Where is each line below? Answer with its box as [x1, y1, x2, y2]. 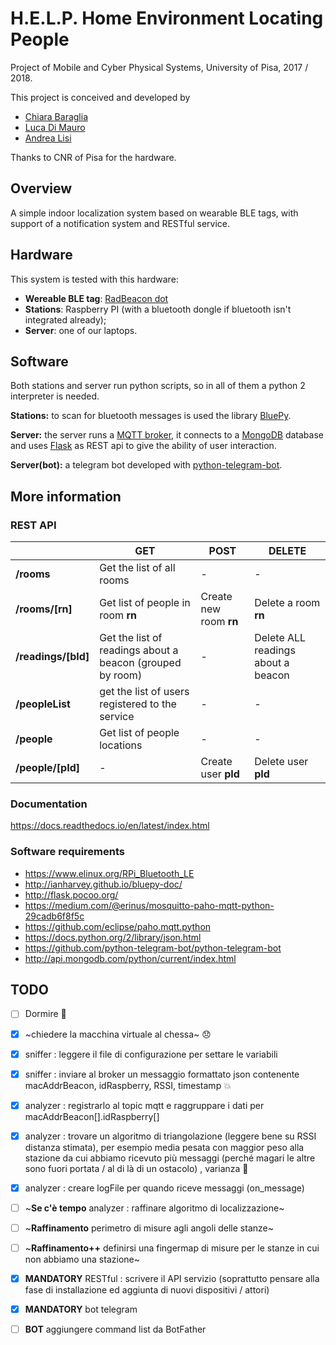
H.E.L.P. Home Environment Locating [10, 7, 324, 30]
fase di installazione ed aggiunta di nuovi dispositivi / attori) [24, 1284, 270, 1296]
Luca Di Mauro [24, 121, 86, 133]
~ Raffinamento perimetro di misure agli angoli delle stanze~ [24, 1222, 274, 1234]
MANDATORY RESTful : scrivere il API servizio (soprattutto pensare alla [24, 1273, 320, 1285]
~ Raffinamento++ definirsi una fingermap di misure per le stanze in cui [24, 1242, 320, 1254]
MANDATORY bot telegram [24, 1303, 138, 1316]
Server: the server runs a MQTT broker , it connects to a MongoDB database [10, 429, 324, 441]
